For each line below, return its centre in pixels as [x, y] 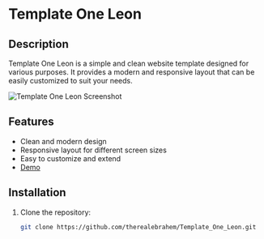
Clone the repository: [55, 212]
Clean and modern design [63, 141]
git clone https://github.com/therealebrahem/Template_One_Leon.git [138, 227]
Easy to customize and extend [70, 158]
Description [38, 44]
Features [31, 122]
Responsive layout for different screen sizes [94, 150]
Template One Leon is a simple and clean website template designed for [129, 63]
